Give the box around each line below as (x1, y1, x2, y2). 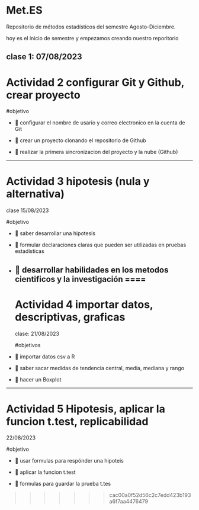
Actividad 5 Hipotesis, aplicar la (6, 402, 166, 415)
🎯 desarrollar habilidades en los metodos (14, 265, 169, 275)
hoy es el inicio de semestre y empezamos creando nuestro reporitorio (6, 34, 179, 41)
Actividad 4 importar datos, (14, 297, 153, 311)
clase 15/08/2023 (6, 207, 49, 214)
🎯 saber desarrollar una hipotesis (14, 230, 96, 237)
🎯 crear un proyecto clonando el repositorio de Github (14, 137, 146, 144)
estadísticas (14, 248, 44, 255)
